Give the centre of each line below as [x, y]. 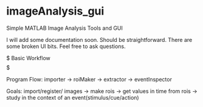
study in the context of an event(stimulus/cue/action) [73, 97]
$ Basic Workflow [28, 58]
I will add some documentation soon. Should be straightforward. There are [99, 40]
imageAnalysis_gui [55, 11]
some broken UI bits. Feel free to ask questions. [66, 46]
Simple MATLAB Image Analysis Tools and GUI [65, 28]
